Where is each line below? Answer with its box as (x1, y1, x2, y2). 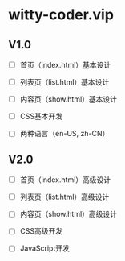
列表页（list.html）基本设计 (19, 77, 110, 87)
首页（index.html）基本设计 (19, 60, 111, 69)
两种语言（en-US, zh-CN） (19, 129, 110, 139)
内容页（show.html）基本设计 (19, 94, 118, 104)
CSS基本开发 (19, 111, 62, 122)
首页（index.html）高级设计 (19, 175, 111, 184)
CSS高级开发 (19, 226, 62, 236)
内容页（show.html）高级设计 (19, 209, 118, 219)
